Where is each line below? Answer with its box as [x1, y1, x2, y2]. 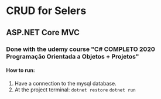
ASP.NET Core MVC [6, 28, 80, 37]
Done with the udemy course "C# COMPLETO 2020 [6, 45, 155, 53]
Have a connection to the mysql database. [14, 80, 117, 87]
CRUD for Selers [6, 4, 87, 18]
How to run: [6, 67, 35, 74]
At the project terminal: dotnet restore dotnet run [14, 86, 136, 93]
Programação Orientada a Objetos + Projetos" [6, 52, 139, 60]
